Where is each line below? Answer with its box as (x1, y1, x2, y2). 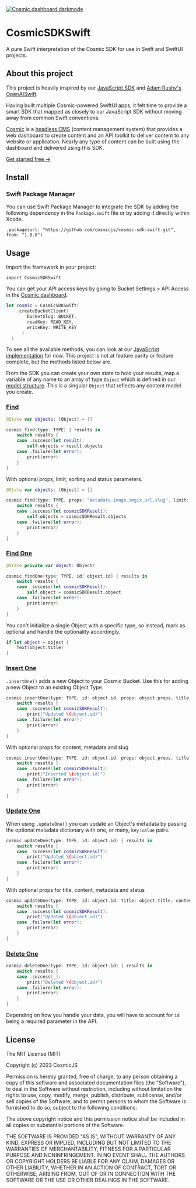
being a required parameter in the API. (6, 1018, 98, 1025)
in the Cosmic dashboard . (6, 291, 68, 298)
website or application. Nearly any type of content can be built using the (6, 138, 180, 145)
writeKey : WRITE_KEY (27, 324, 77, 330)
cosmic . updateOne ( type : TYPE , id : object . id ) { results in (6, 837, 153, 843)
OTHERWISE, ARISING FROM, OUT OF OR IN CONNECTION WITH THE (6, 1170, 176, 1177)
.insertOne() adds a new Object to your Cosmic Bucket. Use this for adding (6, 677, 188, 684)
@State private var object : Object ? (6, 562, 95, 568)
